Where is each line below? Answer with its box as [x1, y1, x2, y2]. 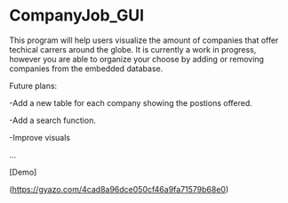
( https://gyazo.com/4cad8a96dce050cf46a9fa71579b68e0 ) [9, 183, 229, 194]
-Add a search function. [9, 115, 96, 126]
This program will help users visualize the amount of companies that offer [9, 35, 279, 45]
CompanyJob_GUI [9, 5, 145, 26]
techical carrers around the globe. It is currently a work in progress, [9, 44, 257, 54]
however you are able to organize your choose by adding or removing [9, 53, 265, 64]
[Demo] [9, 166, 37, 177]
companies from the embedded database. [9, 63, 164, 74]
